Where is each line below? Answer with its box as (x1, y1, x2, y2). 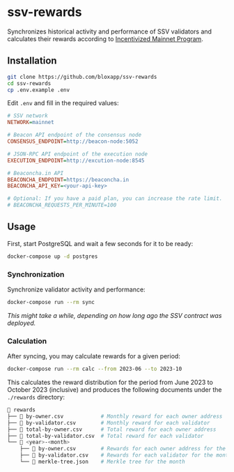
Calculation (7, 336, 47, 346)
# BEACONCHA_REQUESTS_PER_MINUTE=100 (7, 201, 117, 209)
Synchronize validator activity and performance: (7, 285, 146, 294)
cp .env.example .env (7, 86, 70, 93)
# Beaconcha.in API (7, 169, 64, 176)
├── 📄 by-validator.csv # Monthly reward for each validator (7, 419, 210, 426)
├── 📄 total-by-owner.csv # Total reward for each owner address (7, 426, 217, 433)
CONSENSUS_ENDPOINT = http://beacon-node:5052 (7, 138, 139, 145)
